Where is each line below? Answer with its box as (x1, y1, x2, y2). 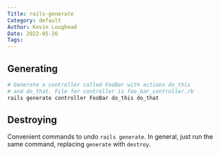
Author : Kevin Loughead (7, 23, 78, 30)
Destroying (7, 113, 58, 125)
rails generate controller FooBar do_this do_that (7, 94, 159, 101)
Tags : (7, 37, 23, 44)
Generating (7, 63, 59, 75)
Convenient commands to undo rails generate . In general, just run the (7, 132, 214, 141)
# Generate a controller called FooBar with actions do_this (7, 81, 191, 88)
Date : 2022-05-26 (7, 30, 59, 37)
